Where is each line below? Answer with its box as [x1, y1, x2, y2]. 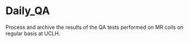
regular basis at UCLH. [5, 29, 60, 37]
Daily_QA [5, 4, 50, 18]
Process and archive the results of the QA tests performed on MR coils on [5, 24, 184, 31]
